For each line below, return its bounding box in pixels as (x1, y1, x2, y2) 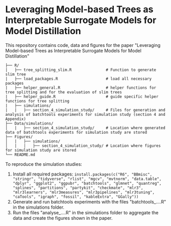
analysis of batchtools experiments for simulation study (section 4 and (5, 112, 166, 117)
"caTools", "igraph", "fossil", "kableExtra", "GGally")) (12, 194, 139, 199)
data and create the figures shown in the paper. (12, 215, 113, 221)
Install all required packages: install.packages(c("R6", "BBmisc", (12, 171, 152, 177)
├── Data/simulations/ (5, 121, 54, 126)
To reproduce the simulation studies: (5, 161, 83, 167)
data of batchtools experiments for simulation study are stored (5, 130, 147, 135)
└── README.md (5, 152, 36, 157)
